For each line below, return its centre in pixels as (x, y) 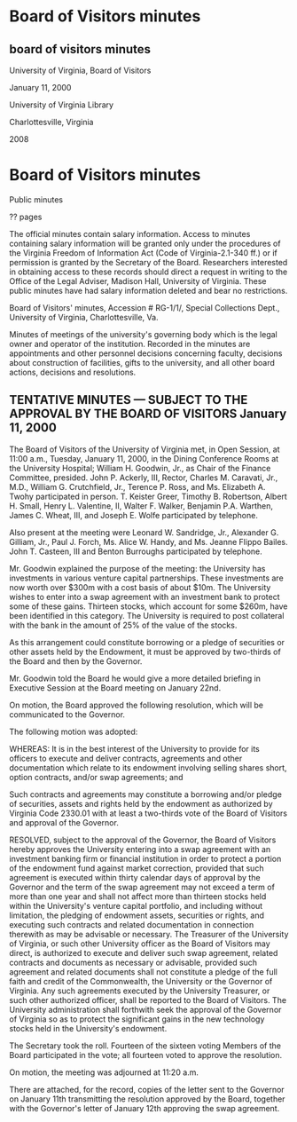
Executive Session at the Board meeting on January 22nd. (115, 687)
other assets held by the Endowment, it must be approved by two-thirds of (145, 652)
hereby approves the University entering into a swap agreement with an (140, 849)
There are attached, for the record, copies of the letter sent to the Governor (147, 1089)
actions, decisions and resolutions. (73, 372)
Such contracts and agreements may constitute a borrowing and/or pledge (145, 794)
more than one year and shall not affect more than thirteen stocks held (138, 896)
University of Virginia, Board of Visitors (80, 70)
